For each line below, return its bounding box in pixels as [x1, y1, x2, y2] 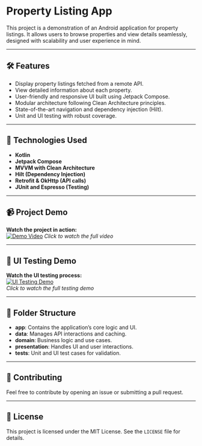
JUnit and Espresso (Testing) [14, 183, 90, 191]
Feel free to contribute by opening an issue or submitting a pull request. [6, 388, 183, 396]
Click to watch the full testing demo [6, 285, 94, 292]
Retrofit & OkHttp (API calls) [14, 177, 86, 184]
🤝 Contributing [6, 372, 63, 383]
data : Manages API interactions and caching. [14, 330, 127, 337]
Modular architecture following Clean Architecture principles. [14, 99, 167, 106]
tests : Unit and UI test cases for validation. [14, 349, 121, 357]
